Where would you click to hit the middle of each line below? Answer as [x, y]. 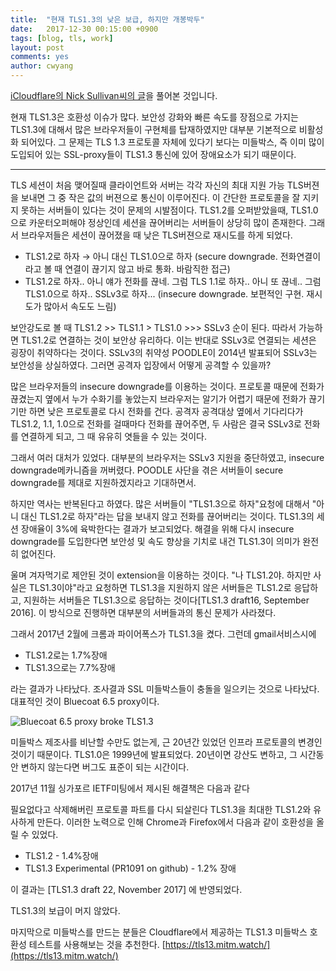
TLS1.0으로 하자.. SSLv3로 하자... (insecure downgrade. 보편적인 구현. [164, 294]
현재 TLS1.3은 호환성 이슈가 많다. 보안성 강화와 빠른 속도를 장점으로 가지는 [154, 117]
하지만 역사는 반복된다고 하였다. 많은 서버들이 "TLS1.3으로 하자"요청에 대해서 [160, 504]
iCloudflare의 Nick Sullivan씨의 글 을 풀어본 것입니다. [114, 95]
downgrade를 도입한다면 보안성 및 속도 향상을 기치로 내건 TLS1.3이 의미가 [155, 541]
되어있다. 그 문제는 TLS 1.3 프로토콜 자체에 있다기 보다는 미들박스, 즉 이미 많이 [172, 142]
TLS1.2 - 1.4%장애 [61, 855]
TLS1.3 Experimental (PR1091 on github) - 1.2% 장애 [130, 868]
